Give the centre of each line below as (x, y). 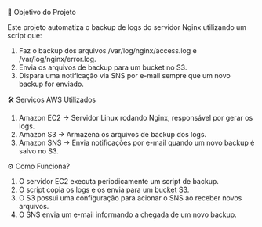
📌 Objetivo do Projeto (42, 12)
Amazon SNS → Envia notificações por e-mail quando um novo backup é (136, 142)
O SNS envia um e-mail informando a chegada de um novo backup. (127, 214)
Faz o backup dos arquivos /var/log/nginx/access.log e (107, 50)
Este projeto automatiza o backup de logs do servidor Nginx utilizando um (127, 27)
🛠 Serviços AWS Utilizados (51, 99)
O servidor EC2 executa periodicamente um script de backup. (118, 181)
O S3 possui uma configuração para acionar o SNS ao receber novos (130, 198)
